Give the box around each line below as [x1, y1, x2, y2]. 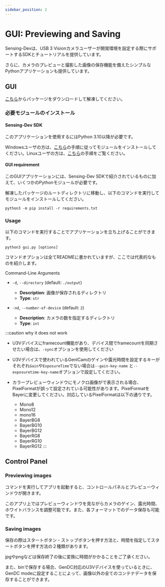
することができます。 [9, 576, 53, 582]
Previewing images [5, 472, 52, 479]
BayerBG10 [19, 422, 42, 428]
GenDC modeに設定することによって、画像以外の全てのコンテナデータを [5, 570, 152, 576]
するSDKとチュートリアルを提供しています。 [13, 51, 104, 57]
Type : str [19, 295, 40, 301]
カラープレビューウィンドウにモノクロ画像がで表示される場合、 [12, 379, 141, 385]
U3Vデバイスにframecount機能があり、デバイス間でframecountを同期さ [12, 340, 158, 346]
